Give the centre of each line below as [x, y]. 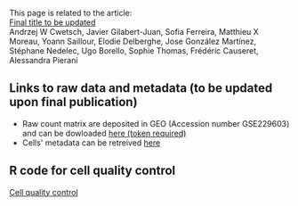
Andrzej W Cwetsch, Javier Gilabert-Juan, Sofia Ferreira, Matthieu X [134, 32]
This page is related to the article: [71, 13]
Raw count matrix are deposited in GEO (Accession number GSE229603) [156, 123]
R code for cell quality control [93, 171]
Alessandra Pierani [44, 60]
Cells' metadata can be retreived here [91, 143]
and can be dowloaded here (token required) [104, 133]
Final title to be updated [52, 22]
